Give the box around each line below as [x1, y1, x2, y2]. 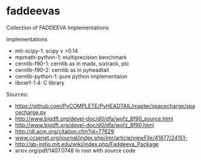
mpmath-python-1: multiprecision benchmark [14, 53, 127, 61]
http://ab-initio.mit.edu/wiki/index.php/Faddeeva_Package [14, 140, 159, 147]
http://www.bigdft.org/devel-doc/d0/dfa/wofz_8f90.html [14, 121, 154, 128]
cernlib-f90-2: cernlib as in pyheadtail [14, 66, 109, 73]
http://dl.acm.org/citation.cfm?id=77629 [14, 128, 115, 135]
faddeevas [6, 4, 61, 18]
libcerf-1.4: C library [14, 79, 65, 86]
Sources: [6, 90, 29, 98]
